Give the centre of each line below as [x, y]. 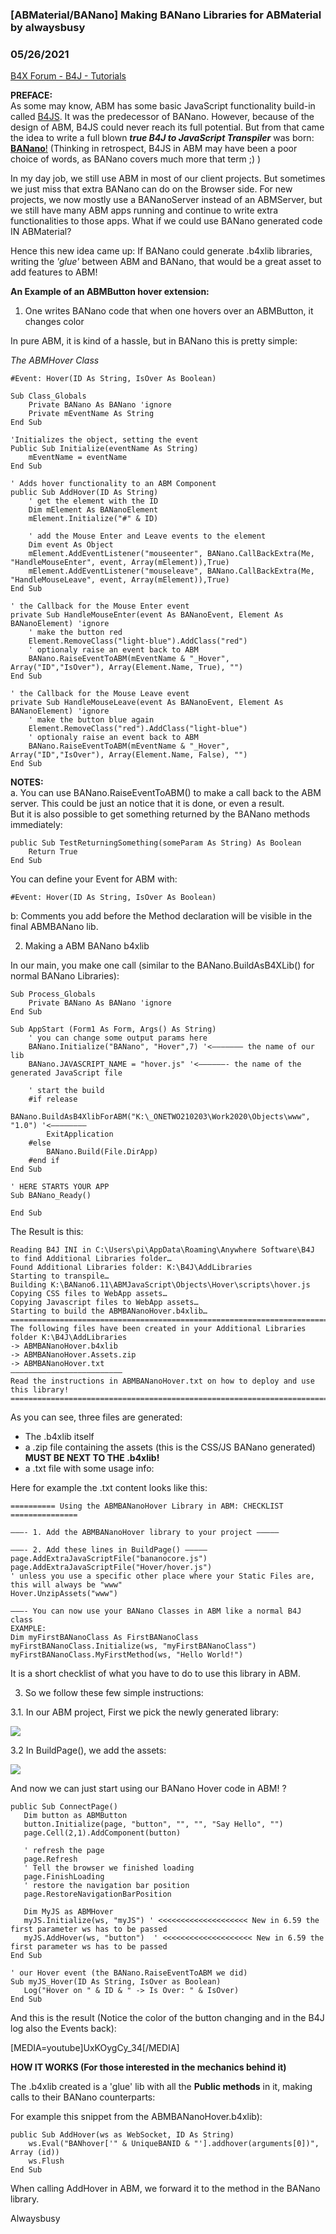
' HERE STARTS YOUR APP [60, 1187]
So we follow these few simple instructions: [114, 1693]
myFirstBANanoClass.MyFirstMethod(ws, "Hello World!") [127, 1655]
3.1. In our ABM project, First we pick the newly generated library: [145, 1712]
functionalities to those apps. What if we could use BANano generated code [166, 221]
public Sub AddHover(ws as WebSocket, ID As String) [122, 2135]
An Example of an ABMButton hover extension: [110, 292]
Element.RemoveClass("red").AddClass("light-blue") [138, 729]
